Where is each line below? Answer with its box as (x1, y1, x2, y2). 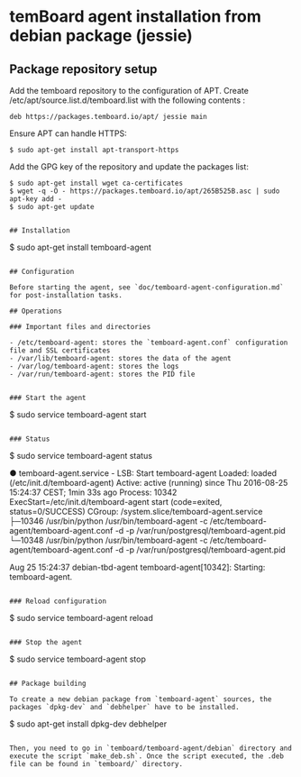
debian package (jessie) (9, 25, 194, 46)
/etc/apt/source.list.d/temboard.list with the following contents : (9, 95, 246, 105)
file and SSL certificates (9, 346, 111, 355)
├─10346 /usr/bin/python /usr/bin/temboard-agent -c (9, 516, 208, 526)
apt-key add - (9, 195, 63, 204)
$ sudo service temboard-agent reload (9, 613, 153, 623)
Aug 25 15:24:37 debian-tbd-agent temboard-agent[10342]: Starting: (9, 562, 266, 572)
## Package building (9, 679, 87, 688)
